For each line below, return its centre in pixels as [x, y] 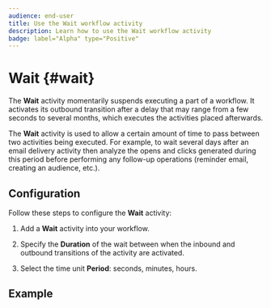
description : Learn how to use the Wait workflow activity [110, 31]
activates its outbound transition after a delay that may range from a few [129, 109]
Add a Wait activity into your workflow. [85, 228]
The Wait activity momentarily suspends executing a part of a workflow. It [131, 101]
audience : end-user [41, 16]
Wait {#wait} [52, 78]
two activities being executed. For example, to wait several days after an [129, 142]
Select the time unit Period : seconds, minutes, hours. [108, 268]
